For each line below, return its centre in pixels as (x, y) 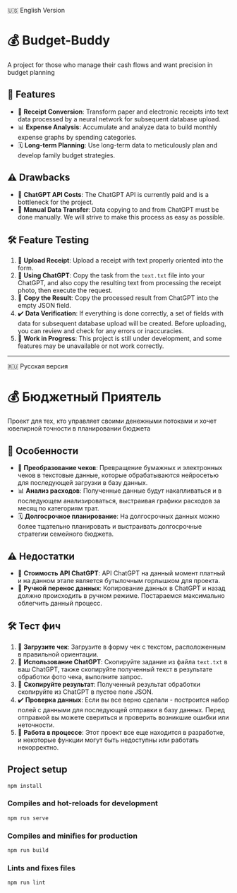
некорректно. (38, 747)
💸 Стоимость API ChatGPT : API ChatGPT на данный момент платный (121, 573)
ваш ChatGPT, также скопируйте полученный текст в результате (115, 669)
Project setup (38, 770)
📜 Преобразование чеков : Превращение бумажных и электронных (120, 468)
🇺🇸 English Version (36, 10)
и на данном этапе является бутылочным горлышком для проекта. (119, 580)
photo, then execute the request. (65, 290)
